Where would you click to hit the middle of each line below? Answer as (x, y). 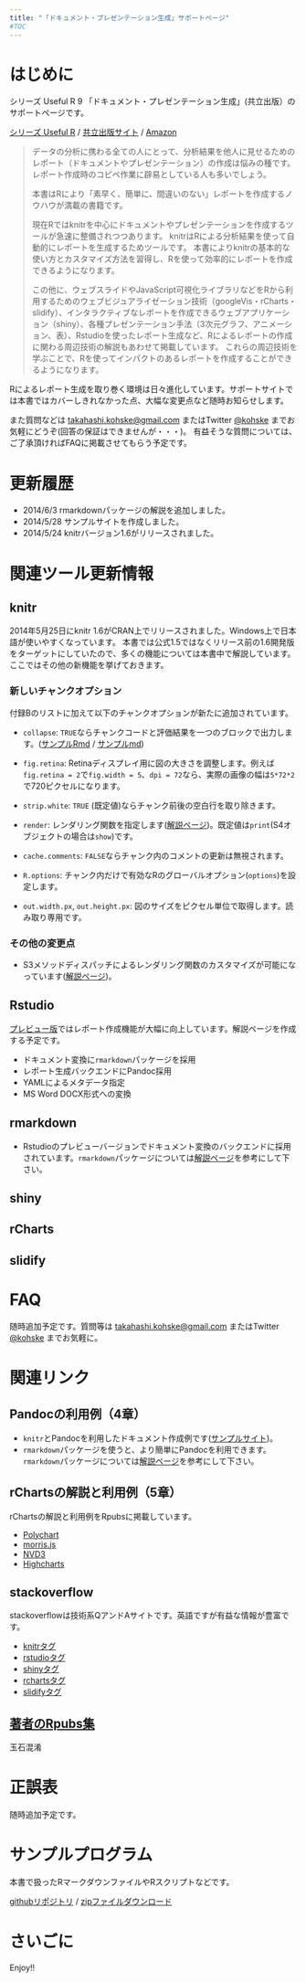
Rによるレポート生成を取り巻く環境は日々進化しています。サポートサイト (148, 389)
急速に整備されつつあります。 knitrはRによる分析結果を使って (172, 236)
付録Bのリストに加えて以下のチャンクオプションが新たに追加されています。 (152, 713)
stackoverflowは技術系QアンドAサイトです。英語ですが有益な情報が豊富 (145, 1616)
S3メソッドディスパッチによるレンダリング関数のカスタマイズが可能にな (159, 964)
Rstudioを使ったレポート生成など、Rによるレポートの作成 (184, 335)
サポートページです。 (49, 113)
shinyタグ (41, 1669)
